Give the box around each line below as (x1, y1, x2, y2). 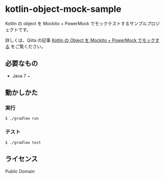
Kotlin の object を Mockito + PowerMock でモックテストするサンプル (5, 20, 147, 26)
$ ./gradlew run (5, 116, 39, 121)
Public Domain (5, 168, 35, 174)
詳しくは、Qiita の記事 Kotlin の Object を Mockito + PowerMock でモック (5, 37, 156, 43)
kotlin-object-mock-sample (5, 3, 122, 15)
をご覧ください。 (10, 43, 46, 49)
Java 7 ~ (12, 73, 31, 79)
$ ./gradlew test (5, 140, 41, 145)
